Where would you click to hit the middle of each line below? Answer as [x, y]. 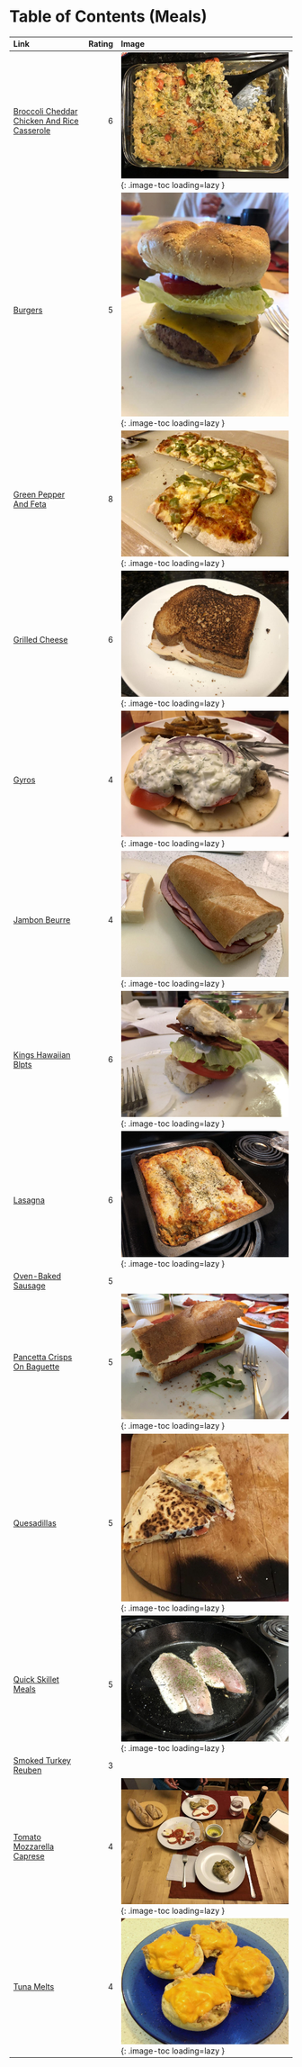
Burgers [28, 310]
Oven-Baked [37, 1277]
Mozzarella [34, 1846]
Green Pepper [39, 494]
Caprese [29, 1856]
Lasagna [29, 1200]
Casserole [32, 131]
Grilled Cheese [40, 639]
